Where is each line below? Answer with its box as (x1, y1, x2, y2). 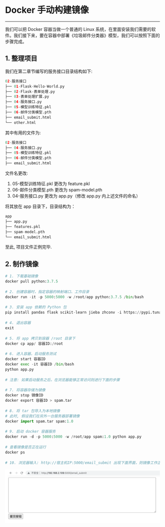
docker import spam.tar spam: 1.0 (5, 418, 74, 424)
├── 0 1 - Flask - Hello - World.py (5, 84, 65, 89)
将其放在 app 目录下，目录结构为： (5, 203, 76, 209)
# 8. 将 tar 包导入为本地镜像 (5, 408, 60, 413)
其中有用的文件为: (5, 130, 41, 136)
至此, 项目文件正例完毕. (5, 244, 53, 250)
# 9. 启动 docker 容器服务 (5, 429, 56, 434)
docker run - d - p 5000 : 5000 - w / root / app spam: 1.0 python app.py (5, 434, 142, 440)
